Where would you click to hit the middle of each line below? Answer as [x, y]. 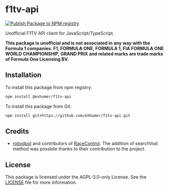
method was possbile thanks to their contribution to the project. [79, 149]
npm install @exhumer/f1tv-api [38, 97]
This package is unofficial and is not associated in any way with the [78, 43]
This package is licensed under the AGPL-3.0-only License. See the [76, 177]
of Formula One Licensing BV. [37, 59]
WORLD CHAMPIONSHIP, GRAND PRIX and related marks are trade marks [84, 54]
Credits [17, 131]
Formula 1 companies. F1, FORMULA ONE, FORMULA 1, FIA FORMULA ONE [84, 48]
